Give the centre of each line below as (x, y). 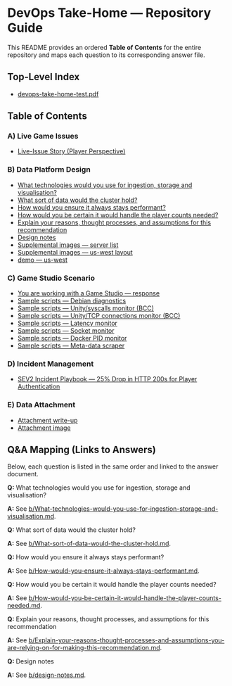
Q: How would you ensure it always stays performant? (86, 557)
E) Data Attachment (41, 405)
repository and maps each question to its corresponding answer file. (106, 55)
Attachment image (44, 428)
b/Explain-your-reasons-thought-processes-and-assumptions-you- (127, 640)
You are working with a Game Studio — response (89, 293)
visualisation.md (31, 516)
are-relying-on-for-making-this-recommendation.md (84, 648)
